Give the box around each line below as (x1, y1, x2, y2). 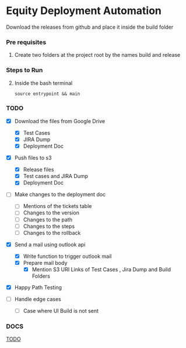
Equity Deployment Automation (6, 4, 162, 18)
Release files (23, 166, 54, 173)
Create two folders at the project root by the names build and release (14, 52, 181, 59)
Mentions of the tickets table (23, 203, 92, 210)
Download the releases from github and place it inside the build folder (6, 23, 174, 30)
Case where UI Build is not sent (23, 308, 99, 315)
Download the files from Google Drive (14, 117, 106, 124)
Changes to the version (23, 209, 80, 216)
